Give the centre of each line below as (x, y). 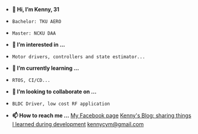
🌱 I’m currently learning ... (45, 68)
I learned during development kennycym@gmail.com (78, 124)
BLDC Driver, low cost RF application (61, 104)
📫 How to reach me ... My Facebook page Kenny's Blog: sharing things (102, 116)
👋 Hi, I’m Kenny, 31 (35, 9)
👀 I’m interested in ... (38, 45)
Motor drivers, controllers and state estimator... (78, 57)
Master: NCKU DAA (34, 33)
